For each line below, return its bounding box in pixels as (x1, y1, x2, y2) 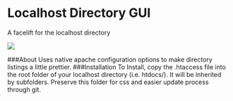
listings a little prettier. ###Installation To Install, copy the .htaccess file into (7, 62, 226, 71)
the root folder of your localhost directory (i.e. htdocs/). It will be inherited (7, 70, 222, 78)
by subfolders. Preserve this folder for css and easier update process (7, 78, 210, 86)
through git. (7, 85, 41, 93)
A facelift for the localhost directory (7, 28, 111, 37)
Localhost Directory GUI (7, 5, 151, 21)
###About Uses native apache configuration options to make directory (7, 55, 213, 64)
